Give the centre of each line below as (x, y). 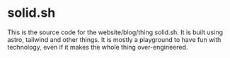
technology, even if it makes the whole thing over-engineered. (98, 47)
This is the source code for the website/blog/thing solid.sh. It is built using (115, 32)
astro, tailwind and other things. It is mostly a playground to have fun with (114, 39)
